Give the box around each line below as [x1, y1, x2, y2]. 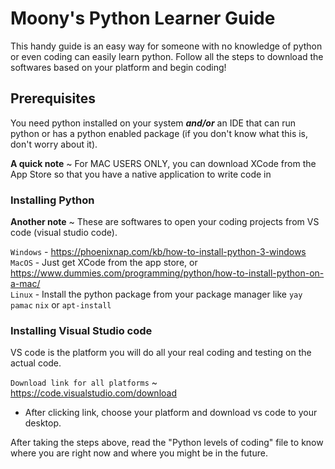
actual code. [10, 357, 62, 369]
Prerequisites [10, 90, 96, 107]
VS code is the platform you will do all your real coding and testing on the [10, 347, 312, 359]
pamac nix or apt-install [10, 299, 112, 311]
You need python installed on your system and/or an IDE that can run [10, 117, 297, 129]
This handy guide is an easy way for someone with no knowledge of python [10, 40, 323, 52]
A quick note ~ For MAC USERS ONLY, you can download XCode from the [10, 157, 317, 169]
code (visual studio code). [10, 227, 118, 239]
